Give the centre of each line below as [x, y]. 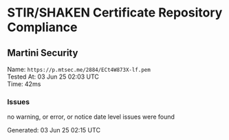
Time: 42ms [24, 84]
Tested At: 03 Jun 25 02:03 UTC [53, 77]
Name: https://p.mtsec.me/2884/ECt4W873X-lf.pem [79, 69]
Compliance [42, 27]
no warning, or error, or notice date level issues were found [91, 117]
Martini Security [43, 53]
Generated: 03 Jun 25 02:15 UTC [54, 130]
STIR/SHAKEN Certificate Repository [115, 13]
